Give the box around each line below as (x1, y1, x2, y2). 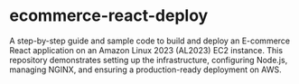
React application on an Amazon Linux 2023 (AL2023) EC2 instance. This (9, 44, 283, 55)
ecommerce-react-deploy (9, 5, 209, 26)
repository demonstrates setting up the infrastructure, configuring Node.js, (9, 54, 288, 65)
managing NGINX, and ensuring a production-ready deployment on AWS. (9, 64, 282, 75)
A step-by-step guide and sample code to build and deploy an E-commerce (9, 35, 291, 46)
